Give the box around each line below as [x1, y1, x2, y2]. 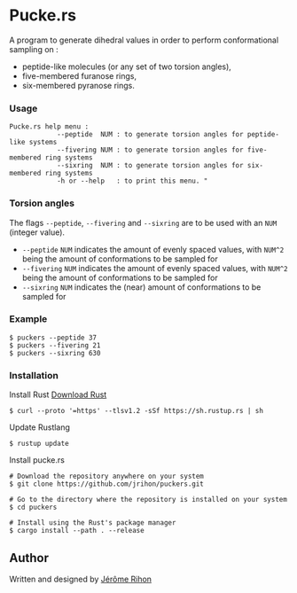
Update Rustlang [9, 422, 71, 433]
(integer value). [9, 227, 65, 238]
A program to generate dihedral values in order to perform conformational [9, 35, 279, 45]
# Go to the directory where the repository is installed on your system [9, 495, 288, 504]
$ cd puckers [9, 503, 58, 512]
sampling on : [9, 43, 59, 54]
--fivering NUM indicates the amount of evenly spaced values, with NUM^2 [21, 262, 288, 273]
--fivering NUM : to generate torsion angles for [56, 145, 244, 155]
